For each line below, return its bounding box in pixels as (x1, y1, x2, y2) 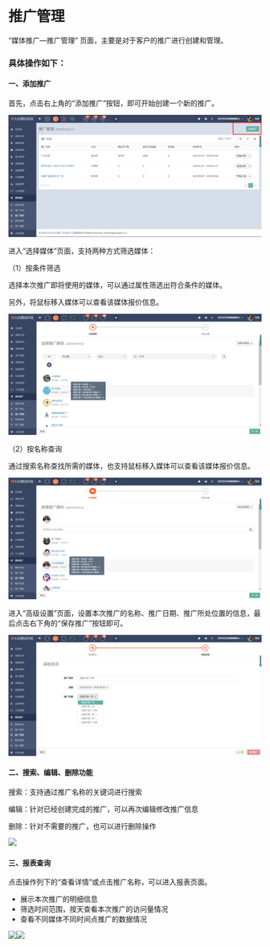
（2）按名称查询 (8, 444, 63, 453)
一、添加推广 (8, 79, 51, 88)
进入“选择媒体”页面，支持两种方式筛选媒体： (8, 246, 156, 256)
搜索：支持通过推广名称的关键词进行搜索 (8, 787, 142, 797)
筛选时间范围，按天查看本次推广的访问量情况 (19, 904, 169, 914)
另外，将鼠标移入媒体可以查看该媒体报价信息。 (8, 297, 163, 306)
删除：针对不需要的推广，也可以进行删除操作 (8, 821, 157, 830)
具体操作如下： (8, 57, 67, 68)
